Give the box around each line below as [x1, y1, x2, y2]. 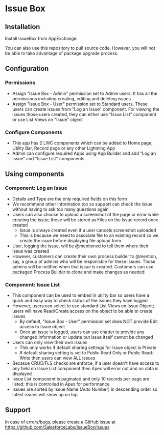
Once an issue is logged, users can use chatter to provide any [19, 329, 144, 335]
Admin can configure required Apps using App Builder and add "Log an [12, 150, 156, 156]
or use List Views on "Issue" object [12, 116, 83, 122]
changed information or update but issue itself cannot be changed [19, 334, 153, 340]
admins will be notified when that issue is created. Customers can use [12, 263, 154, 269]
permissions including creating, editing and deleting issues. [12, 95, 132, 101]
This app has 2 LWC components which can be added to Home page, [12, 140, 153, 145]
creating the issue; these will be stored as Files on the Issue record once [12, 217, 159, 223]
